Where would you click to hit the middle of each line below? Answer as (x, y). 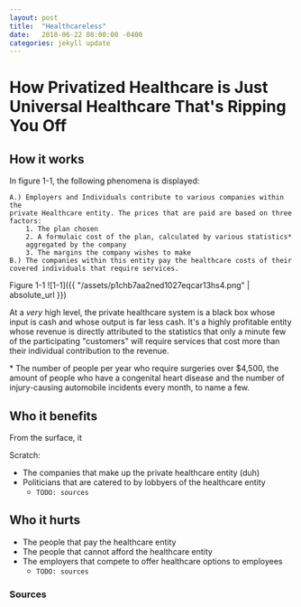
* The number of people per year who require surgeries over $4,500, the (144, 369)
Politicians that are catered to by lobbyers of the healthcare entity (144, 482)
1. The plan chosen (62, 229)
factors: (26, 221)
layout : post (34, 18)
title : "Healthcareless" (58, 26)
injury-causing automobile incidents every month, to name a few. (130, 388)
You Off (38, 126)
